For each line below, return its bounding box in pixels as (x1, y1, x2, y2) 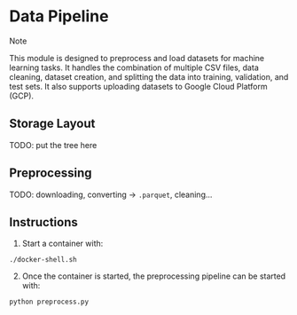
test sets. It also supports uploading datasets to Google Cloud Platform (9, 81, 268, 91)
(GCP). (9, 91, 34, 101)
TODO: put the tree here (9, 139, 98, 150)
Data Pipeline (9, 6, 109, 27)
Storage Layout (9, 116, 96, 131)
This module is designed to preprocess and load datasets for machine (9, 52, 265, 63)
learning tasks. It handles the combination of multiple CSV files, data (9, 62, 259, 73)
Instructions (9, 215, 78, 230)
